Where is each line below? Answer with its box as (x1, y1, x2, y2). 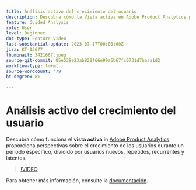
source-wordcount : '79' (6, 68, 64, 74)
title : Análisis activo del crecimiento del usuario (6, 8, 137, 15)
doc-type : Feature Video (6, 36, 66, 42)
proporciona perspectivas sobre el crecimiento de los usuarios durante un (6, 142, 184, 149)
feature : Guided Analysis (6, 19, 69, 25)
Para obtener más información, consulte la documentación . (6, 177, 149, 184)
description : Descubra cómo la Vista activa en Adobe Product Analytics (6, 14, 187, 20)
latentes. (6, 154, 27, 161)
